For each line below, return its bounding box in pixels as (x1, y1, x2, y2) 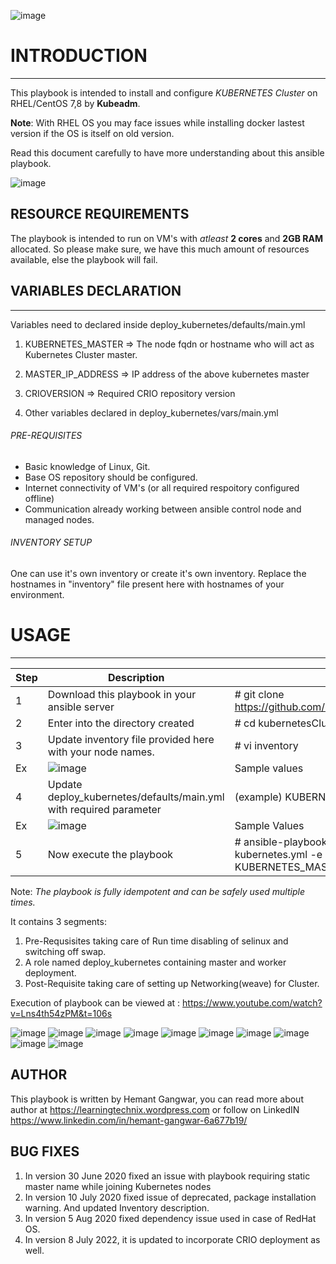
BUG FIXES (10, 1143, 80, 1160)
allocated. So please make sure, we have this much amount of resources (10, 243, 310, 255)
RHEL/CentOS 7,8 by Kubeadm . (10, 97, 141, 109)
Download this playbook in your (47, 687, 197, 701)
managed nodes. (24, 513, 95, 525)
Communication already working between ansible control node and (24, 503, 302, 515)
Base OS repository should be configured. (24, 471, 198, 483)
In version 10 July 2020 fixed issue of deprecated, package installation (24, 1191, 317, 1203)
